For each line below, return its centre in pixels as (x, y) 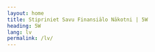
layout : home (26, 13)
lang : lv (19, 32)
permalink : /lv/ (30, 38)
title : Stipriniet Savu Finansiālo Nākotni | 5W (77, 20)
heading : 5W (24, 26)
